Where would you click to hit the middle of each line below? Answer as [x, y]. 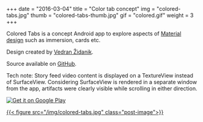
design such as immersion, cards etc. [54, 40]
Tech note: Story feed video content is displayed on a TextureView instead [100, 75]
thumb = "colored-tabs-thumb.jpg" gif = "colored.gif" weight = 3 [112, 15]
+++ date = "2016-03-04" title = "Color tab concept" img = [81, 9]
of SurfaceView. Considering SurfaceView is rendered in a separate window [102, 82]
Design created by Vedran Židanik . [50, 52]
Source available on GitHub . [42, 64]
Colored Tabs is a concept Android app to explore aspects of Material [94, 34]
